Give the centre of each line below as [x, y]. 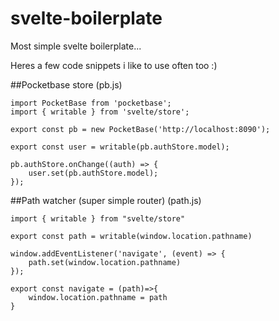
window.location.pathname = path [98, 297]
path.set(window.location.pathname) [105, 262]
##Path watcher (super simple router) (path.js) [106, 200]
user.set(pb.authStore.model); [93, 173]
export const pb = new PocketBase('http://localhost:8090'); [140, 129]
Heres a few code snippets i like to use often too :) [114, 65]
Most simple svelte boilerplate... [76, 46]
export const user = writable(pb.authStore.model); [120, 147]
